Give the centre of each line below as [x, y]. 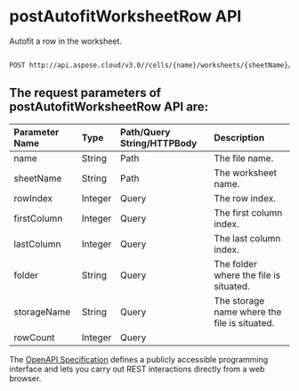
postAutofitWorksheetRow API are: [109, 107]
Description [239, 137]
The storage [239, 300]
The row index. [244, 198]
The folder [235, 264]
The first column [248, 213]
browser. [25, 378]
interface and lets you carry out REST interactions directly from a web [137, 369]
